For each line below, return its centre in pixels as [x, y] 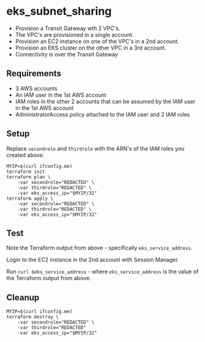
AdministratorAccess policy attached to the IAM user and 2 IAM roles [102, 114]
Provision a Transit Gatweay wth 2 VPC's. [68, 28]
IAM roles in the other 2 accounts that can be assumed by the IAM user [105, 101]
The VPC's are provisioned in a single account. [74, 34]
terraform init [26, 172]
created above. [25, 155]
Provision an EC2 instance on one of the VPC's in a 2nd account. [97, 41]
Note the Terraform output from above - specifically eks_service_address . [99, 248]
